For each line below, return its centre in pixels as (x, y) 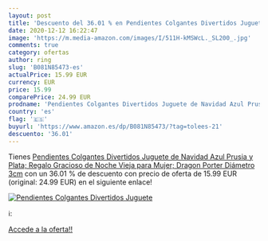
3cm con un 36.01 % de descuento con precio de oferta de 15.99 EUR (123, 173)
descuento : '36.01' (41, 134)
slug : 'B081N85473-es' (46, 68)
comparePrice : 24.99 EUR (49, 97)
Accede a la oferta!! (41, 229)
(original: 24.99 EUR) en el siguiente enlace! (81, 182)
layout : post (30, 16)
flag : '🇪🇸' (28, 119)
